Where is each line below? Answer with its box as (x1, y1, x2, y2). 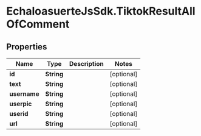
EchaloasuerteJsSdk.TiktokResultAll (6, 4, 196, 18)
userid (9, 110, 29, 118)
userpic (9, 99, 32, 108)
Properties (6, 41, 47, 52)
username (9, 90, 39, 98)
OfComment (6, 17, 70, 31)
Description (69, 60, 104, 68)
